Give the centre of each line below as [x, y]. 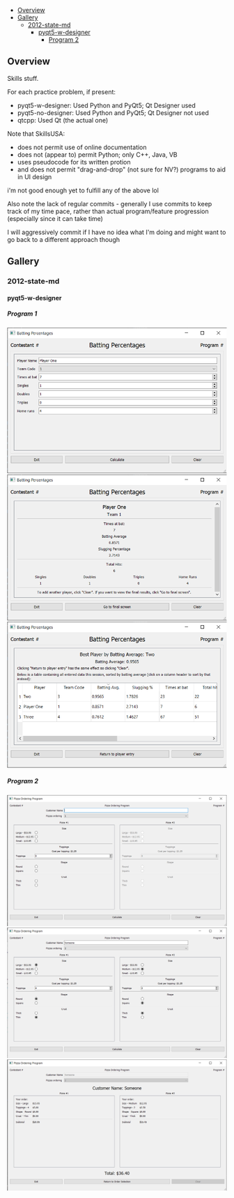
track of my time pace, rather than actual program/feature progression [108, 211]
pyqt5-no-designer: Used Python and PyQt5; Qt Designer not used [113, 113]
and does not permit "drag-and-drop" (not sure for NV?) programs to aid [122, 169]
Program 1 [22, 314]
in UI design [34, 176]
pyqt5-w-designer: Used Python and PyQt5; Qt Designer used [107, 105]
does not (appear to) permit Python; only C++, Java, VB [97, 154]
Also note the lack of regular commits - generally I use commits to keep [110, 203]
